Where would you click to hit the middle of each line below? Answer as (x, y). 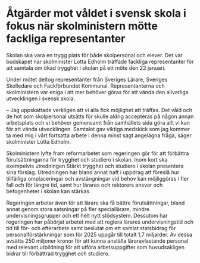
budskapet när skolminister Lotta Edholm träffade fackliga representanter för (100, 61)
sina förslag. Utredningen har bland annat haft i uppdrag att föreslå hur (93, 172)
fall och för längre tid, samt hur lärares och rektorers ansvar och (85, 185)
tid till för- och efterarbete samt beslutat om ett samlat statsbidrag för (91, 228)
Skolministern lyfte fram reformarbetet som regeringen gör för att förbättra (98, 153)
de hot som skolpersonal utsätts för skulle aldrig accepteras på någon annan (100, 116)
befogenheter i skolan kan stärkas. (49, 191)
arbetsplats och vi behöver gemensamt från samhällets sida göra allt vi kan (98, 122)
